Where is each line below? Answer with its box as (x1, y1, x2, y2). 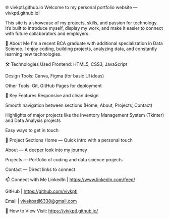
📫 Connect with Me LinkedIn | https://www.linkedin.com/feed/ (5, 177, 135, 183)
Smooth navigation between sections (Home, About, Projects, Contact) (5, 102, 153, 108)
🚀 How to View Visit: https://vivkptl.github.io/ (5, 208, 98, 214)
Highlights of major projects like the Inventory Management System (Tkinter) (5, 112, 164, 118)
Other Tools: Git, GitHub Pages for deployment (5, 83, 102, 89)
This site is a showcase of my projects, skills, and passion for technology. (5, 20, 158, 26)
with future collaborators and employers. (5, 30, 90, 36)
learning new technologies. (5, 51, 62, 57)
